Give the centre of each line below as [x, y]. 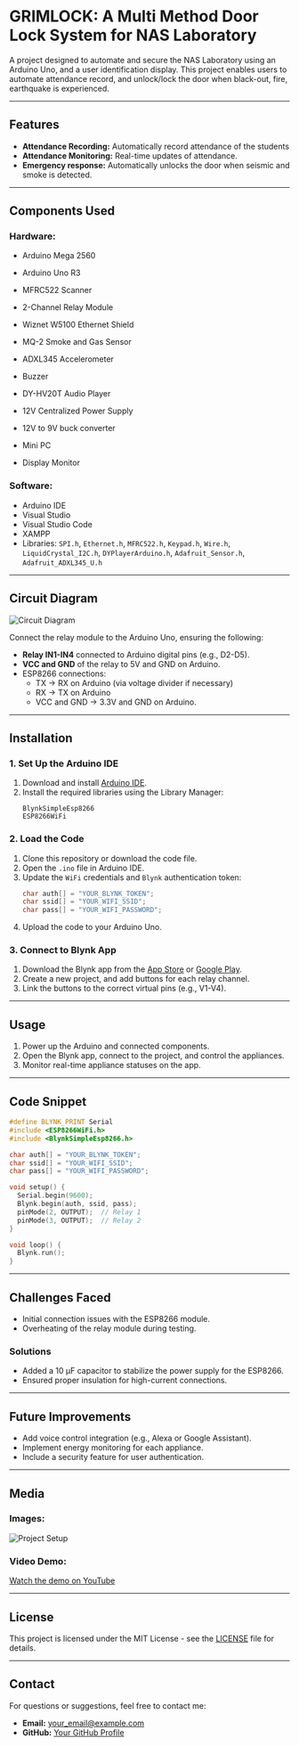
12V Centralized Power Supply [77, 411]
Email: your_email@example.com [83, 1723]
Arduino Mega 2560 [59, 256]
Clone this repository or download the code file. [109, 858]
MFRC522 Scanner [57, 290]
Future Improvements [70, 1417]
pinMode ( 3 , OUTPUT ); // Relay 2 [79, 1220]
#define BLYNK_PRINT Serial [61, 1122]
